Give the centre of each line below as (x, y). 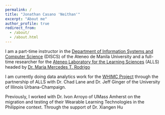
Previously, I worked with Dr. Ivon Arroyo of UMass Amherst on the (73, 96)
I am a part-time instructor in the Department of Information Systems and (79, 51)
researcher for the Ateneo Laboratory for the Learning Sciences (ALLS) (87, 62)
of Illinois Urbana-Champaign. (36, 87)
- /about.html (24, 38)
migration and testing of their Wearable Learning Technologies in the (75, 102)
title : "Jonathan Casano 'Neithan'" (43, 14)
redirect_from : (21, 28)
